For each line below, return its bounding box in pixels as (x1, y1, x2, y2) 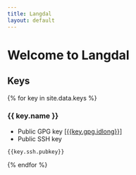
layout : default (7, 17, 55, 24)
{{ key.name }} (7, 111, 59, 121)
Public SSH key (17, 134, 62, 143)
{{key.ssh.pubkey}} (7, 148, 65, 155)
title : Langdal (7, 10, 52, 18)
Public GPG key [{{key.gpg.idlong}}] (17, 127, 123, 136)
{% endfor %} (7, 160, 48, 169)
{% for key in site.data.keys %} (7, 93, 97, 102)
